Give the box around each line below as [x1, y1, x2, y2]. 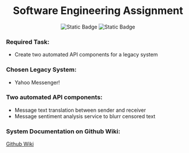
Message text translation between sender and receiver [14, 106, 146, 113]
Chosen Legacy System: [6, 66, 77, 74]
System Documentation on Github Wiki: [6, 127, 121, 135]
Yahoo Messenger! [14, 79, 60, 86]
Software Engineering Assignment [12, 4, 184, 17]
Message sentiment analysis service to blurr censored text [14, 112, 156, 120]
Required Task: [6, 38, 50, 46]
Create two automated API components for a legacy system [14, 51, 158, 58]
